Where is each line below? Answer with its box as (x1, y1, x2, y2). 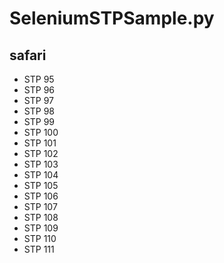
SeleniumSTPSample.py (9, 7, 215, 30)
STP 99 (23, 116, 55, 127)
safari (9, 47, 47, 64)
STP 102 (23, 148, 59, 159)
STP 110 (23, 233, 57, 244)
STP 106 (23, 190, 59, 202)
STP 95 (23, 73, 55, 85)
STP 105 (23, 180, 59, 191)
